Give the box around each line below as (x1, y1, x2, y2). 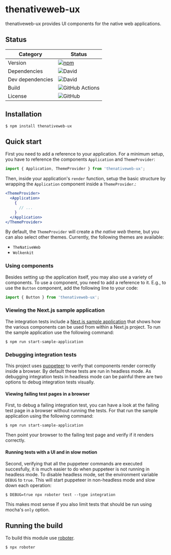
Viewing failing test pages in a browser (5, 391, 90, 397)
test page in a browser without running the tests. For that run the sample (5, 408, 158, 414)
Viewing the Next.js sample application (5, 307, 105, 314)
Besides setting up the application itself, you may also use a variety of (5, 274, 153, 280)
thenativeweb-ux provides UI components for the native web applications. (5, 20, 161, 27)
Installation (5, 110, 42, 119)
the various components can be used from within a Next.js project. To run (5, 324, 161, 330)
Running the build (5, 521, 63, 530)
